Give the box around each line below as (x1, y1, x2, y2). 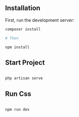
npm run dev (5, 107, 30, 112)
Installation (5, 4, 40, 12)
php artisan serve (5, 76, 43, 81)
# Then (5, 36, 19, 41)
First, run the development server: (5, 17, 75, 23)
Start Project (5, 58, 45, 66)
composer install (5, 27, 41, 32)
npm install (5, 45, 30, 50)
